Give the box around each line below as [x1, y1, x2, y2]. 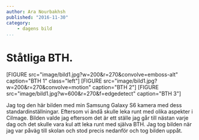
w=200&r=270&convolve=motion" [6, 84, 91, 91]
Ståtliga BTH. [6, 51, 73, 65]
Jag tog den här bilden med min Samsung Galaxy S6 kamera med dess [6, 102, 182, 109]
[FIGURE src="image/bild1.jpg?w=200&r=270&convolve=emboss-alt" [6, 71, 179, 78]
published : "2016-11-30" [6, 14, 69, 20]
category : [6, 20, 31, 26]
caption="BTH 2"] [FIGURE [92, 84, 159, 91]
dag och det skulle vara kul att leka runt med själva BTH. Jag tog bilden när [6, 121, 192, 128]
